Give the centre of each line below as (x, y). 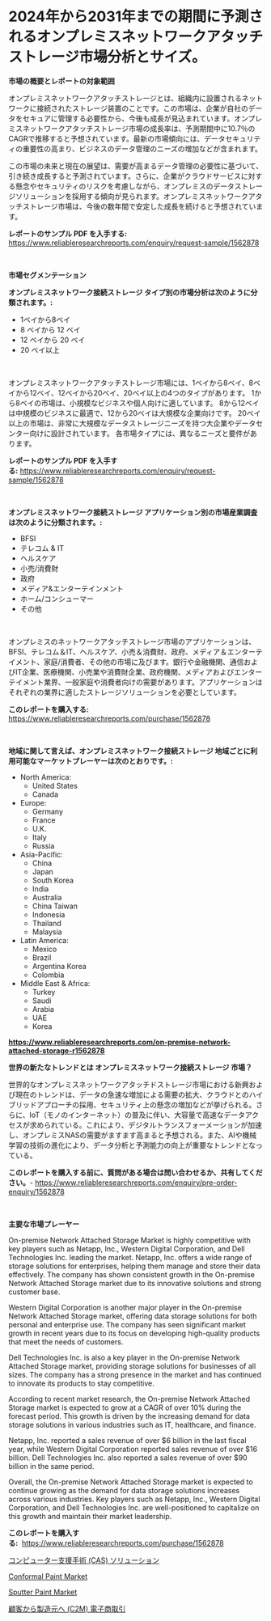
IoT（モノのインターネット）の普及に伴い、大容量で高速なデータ (137, 1115)
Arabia (43, 1009)
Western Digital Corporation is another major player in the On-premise (125, 1307)
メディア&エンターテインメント (72, 588)
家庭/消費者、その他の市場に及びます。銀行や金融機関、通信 (144, 662)
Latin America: (44, 940)
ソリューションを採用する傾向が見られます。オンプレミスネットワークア (135, 196)
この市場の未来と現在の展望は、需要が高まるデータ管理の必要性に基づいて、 (135, 166)
